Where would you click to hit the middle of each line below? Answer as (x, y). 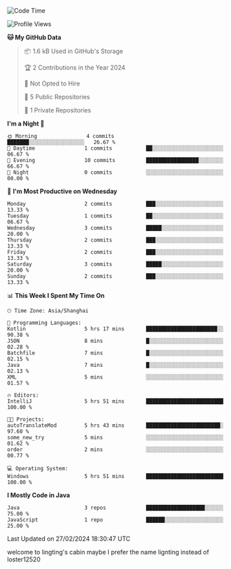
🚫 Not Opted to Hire (52, 83)
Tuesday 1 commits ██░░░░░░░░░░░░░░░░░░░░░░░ (115, 216)
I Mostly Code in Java (39, 495)
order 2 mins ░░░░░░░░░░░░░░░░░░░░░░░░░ (115, 450)
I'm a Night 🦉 (26, 123)
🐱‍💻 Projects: (26, 419)
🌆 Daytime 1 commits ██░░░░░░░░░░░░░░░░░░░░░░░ (115, 148)
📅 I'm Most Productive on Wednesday (62, 191)
